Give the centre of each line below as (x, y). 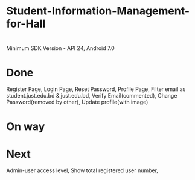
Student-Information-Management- (98, 11)
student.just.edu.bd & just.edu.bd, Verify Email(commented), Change (92, 96)
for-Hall (26, 24)
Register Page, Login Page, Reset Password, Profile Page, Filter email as (96, 89)
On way (26, 126)
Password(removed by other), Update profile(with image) (77, 102)
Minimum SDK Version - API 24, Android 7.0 (60, 48)
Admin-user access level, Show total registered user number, (82, 170)
